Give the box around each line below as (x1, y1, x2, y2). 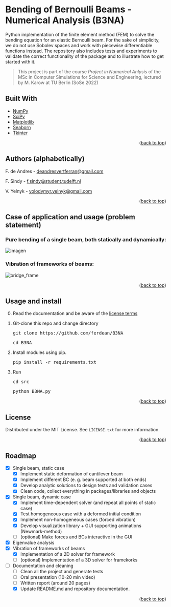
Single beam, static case (12, 465, 65, 471)
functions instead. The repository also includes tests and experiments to (5, 48, 157, 54)
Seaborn (12, 124, 31, 130)
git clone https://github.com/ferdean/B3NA (12, 330, 124, 336)
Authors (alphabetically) (5, 155, 85, 163)
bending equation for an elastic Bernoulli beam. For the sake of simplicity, (5, 37, 160, 43)
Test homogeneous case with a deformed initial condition (20, 511, 141, 517)
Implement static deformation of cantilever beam (20, 471, 123, 477)
